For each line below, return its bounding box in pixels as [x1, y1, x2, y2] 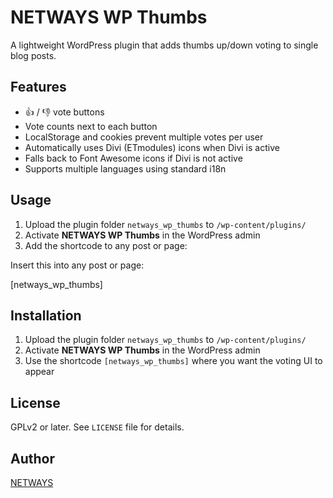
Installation [10, 307, 82, 324]
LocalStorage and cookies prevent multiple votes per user [24, 131, 264, 143]
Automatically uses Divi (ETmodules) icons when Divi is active [24, 141, 280, 153]
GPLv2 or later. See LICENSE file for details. [10, 421, 185, 433]
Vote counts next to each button [24, 120, 158, 132]
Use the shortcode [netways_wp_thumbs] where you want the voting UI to [24, 355, 323, 367]
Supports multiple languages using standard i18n [24, 162, 227, 175]
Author [10, 450, 55, 467]
